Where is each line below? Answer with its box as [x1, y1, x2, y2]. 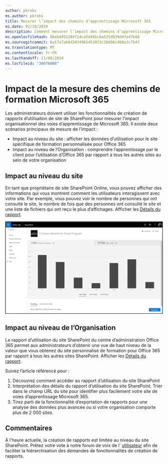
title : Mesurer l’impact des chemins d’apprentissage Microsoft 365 [5, 19, 151, 24]
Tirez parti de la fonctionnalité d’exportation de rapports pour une [12, 398, 147, 405]
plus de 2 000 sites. [12, 409, 53, 415]
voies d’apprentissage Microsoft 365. [12, 393, 89, 399]
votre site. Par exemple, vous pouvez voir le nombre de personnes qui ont [5, 196, 157, 202]
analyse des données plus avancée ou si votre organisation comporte [12, 404, 156, 410]
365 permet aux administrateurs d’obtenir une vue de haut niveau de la [5, 342, 151, 348]
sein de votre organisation [12, 157, 66, 163]
